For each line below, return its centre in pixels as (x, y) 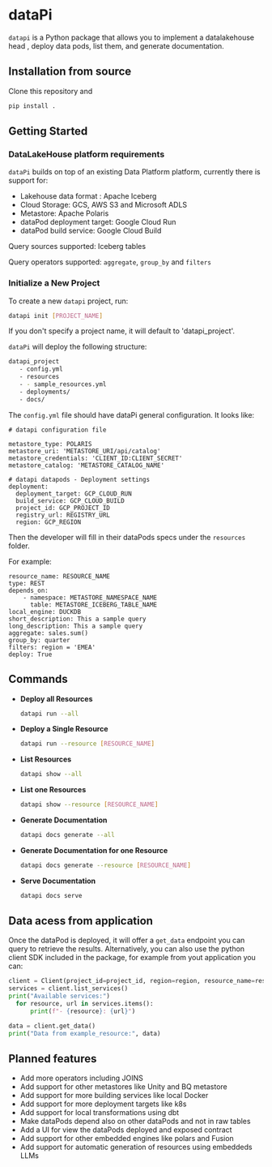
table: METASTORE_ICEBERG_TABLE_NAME (93, 605)
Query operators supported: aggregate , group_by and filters (110, 262)
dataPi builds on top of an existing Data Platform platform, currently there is (134, 172)
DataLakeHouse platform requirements (87, 154)
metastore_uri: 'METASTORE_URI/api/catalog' (85, 451)
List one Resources (53, 790)
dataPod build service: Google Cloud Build (91, 231)
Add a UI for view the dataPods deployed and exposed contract (126, 1130)
